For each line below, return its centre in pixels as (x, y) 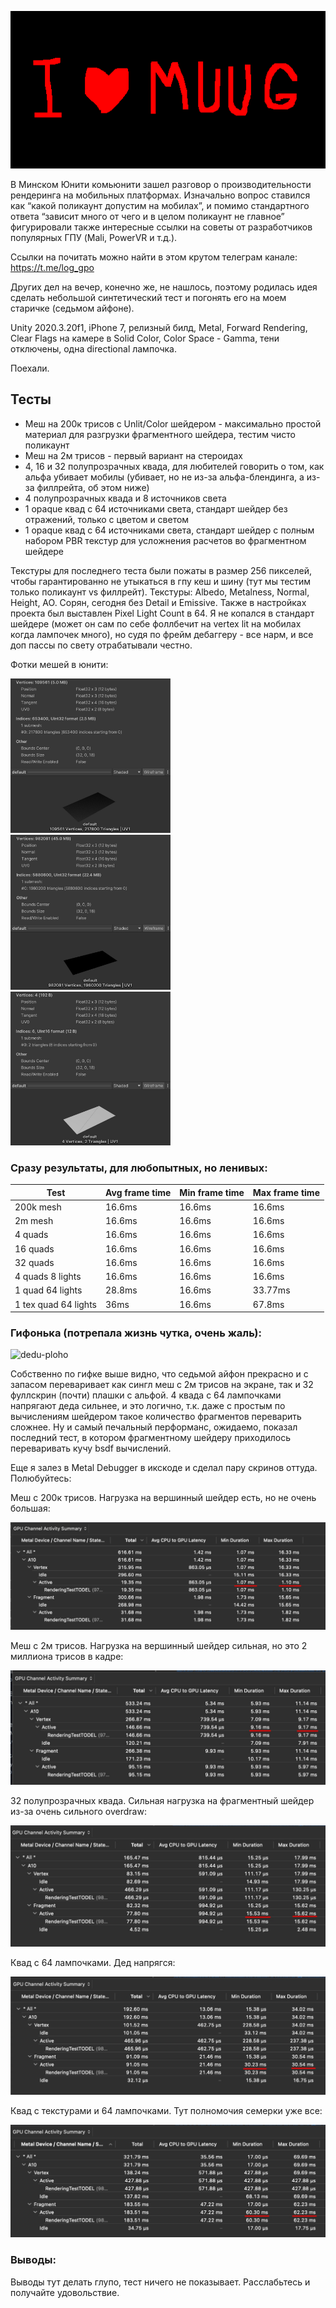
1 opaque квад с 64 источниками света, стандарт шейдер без (156, 508)
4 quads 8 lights (48, 1277)
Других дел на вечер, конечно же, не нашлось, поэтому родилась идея (164, 287)
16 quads (34, 1248)
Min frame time (212, 1192)
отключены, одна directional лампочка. (93, 349)
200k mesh (38, 1207)
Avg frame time (138, 1192)
